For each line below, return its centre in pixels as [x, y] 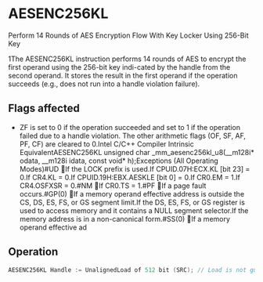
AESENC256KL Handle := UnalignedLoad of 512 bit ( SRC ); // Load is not [127, 270]
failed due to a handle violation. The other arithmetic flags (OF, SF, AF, [133, 136]
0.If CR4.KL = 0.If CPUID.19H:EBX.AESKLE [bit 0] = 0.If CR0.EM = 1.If [130, 177]
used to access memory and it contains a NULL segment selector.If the [134, 210]
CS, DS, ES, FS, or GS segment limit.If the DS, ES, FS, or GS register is [132, 202]
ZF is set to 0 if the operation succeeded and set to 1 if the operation [130, 127]
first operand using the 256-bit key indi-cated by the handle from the [119, 67]
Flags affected [44, 108]
